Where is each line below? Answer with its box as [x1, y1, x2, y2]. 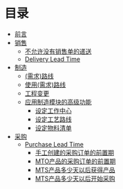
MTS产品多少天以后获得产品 [35, 165, 116, 174]
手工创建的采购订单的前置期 [35, 148, 115, 156]
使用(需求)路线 [24, 80, 66, 89]
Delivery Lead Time [24, 55, 81, 63]
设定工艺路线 [35, 115, 72, 123]
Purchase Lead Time [24, 140, 84, 148]
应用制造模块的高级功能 [24, 98, 92, 106]
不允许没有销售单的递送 [24, 47, 92, 55]
